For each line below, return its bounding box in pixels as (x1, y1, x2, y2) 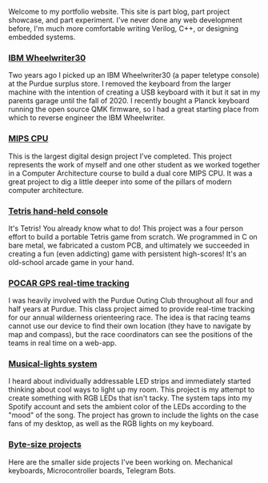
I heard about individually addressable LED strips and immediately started (8, 376, 251, 386)
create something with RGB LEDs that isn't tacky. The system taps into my (8, 393, 253, 403)
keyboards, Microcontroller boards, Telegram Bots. (8, 465, 176, 475)
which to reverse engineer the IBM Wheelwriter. (8, 113, 166, 123)
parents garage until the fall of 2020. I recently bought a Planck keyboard (8, 96, 250, 106)
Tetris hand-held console (8, 205, 109, 216)
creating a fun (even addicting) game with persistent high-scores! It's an (8, 248, 247, 259)
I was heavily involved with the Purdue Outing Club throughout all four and (8, 296, 254, 305)
